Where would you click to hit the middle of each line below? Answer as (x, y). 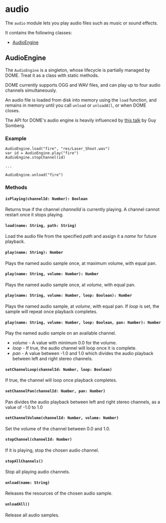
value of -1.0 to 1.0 (24, 407)
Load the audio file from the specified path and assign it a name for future (81, 236)
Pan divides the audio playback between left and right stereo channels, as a (83, 402)
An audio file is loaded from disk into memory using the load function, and (81, 100)
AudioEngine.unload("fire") (34, 175)
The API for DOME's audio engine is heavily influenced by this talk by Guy (81, 120)
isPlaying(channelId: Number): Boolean (46, 199)
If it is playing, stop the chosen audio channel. (52, 450)
